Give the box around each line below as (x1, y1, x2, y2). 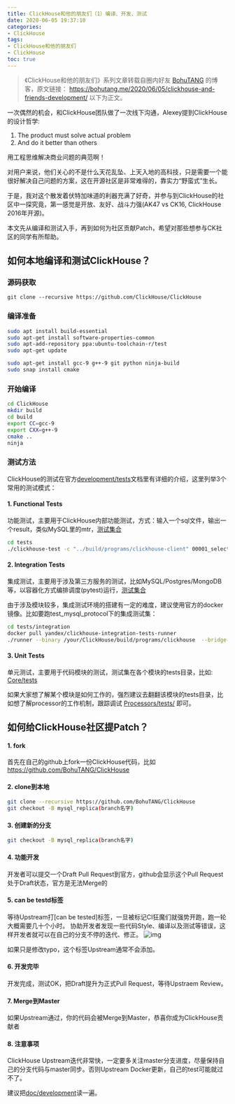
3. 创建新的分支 (7, 821, 52, 829)
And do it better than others (17, 138, 98, 147)
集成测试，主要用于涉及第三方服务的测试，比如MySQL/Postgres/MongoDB (7, 576, 222, 585)
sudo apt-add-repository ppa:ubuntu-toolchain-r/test (7, 341, 168, 348)
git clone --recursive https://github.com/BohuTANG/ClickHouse (7, 798, 196, 805)
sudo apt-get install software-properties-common (7, 334, 155, 341)
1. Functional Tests (7, 500, 63, 508)
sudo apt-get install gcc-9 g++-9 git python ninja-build (7, 360, 180, 367)
